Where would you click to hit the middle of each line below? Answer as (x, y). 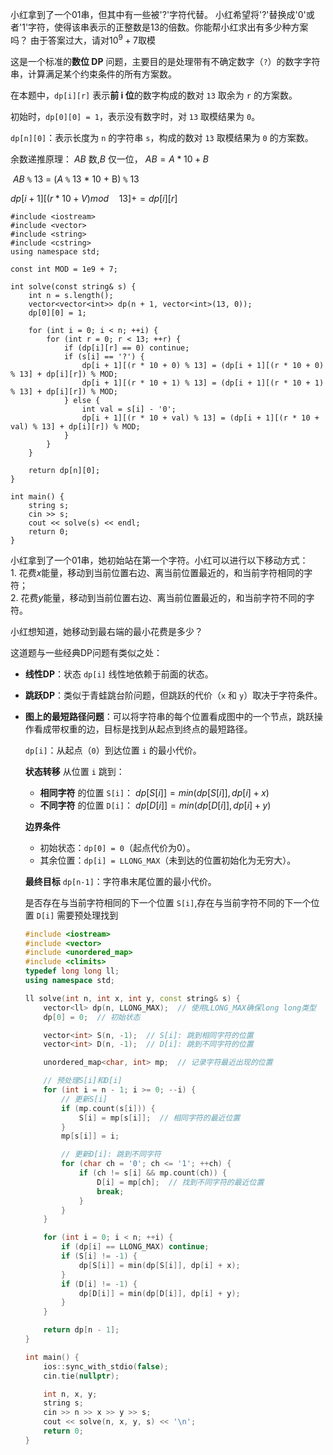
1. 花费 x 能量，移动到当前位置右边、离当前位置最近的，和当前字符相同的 (157, 572)
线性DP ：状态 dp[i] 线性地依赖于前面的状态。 (119, 674)
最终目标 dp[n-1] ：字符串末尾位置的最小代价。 (120, 881)
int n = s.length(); (71, 295)
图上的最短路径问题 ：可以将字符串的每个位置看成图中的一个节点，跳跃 (169, 716)
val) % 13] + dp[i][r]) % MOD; (75, 426)
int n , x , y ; (70, 1394)
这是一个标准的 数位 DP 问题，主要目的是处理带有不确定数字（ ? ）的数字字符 (165, 61)
